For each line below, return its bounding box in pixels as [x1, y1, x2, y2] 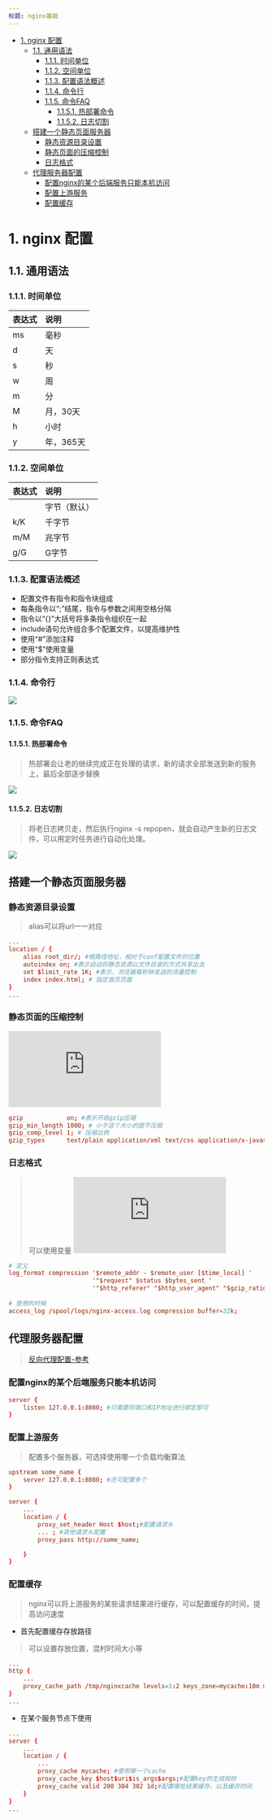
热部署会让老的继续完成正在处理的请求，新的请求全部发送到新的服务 [28, 758, 257, 768]
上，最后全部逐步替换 [28, 768, 100, 778]
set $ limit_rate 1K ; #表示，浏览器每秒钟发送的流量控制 [23, 968, 197, 976]
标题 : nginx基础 [8, 11, 58, 20]
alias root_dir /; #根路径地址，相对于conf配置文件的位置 [23, 953, 201, 961]
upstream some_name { [8, 1468, 82, 1476]
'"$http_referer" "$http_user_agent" [92, 1284, 220, 1293]
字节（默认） [45, 501, 95, 512]
